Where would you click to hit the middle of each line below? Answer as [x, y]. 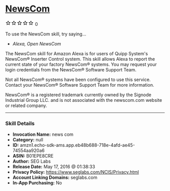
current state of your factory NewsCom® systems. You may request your [81, 64]
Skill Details [20, 123]
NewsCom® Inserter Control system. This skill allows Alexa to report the [80, 59]
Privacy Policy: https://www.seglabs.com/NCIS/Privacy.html [76, 172]
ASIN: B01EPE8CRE [33, 156]
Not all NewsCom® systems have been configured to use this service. [78, 80]
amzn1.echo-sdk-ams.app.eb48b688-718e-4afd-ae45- [77, 145]
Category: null [28, 140]
